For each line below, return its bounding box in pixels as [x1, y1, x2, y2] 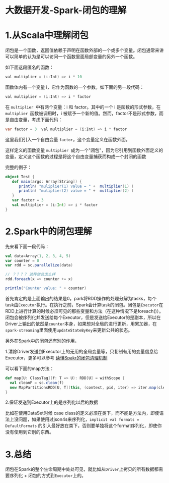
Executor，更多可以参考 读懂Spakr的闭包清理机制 [5, 354, 108, 361]
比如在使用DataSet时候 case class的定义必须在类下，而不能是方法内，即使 [5, 410, 159, 416]
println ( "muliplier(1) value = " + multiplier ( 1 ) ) [18, 184, 134, 189]
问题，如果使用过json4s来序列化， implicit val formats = [18, 416, 139, 422]
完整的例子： [5, 164, 32, 170]
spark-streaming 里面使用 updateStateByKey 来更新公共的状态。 [5, 327, 132, 333]
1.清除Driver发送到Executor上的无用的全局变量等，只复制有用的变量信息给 [5, 348, 158, 354]
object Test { [5, 174, 35, 179]
